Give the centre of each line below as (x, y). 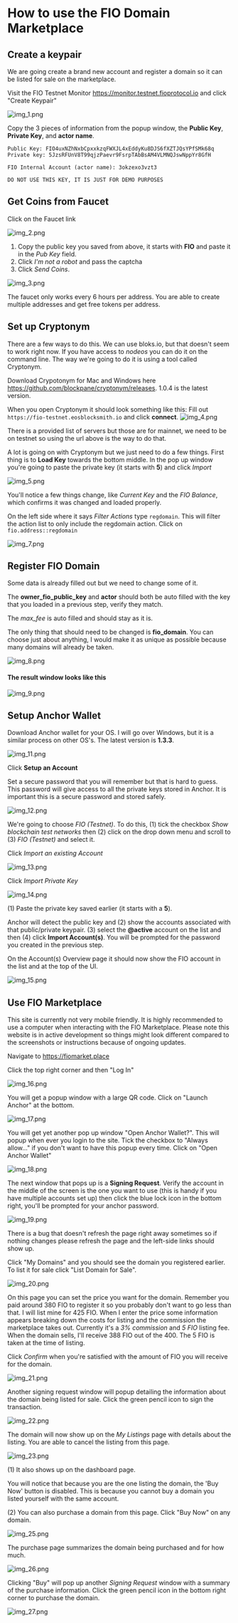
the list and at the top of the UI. (53, 966)
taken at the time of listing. (46, 1343)
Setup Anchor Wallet (54, 716)
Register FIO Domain (54, 567)
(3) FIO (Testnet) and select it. (51, 840)
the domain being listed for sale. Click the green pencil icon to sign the (110, 1399)
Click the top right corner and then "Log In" (71, 1070)
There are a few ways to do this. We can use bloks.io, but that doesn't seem (118, 344)
